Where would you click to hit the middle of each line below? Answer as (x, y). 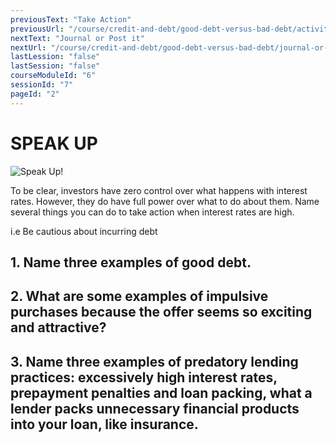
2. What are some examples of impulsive (139, 296)
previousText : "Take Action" (71, 19)
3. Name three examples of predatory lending (154, 361)
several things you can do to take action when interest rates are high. (152, 212)
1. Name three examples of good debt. (131, 262)
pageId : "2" (35, 94)
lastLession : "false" (55, 57)
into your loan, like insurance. (104, 424)
